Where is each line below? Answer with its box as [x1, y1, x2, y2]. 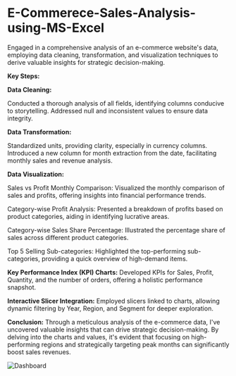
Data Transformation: [7, 127, 72, 136]
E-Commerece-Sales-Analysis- [7, 5, 196, 21]
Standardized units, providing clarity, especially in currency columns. [7, 141, 208, 149]
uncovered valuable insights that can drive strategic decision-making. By [7, 325, 219, 334]
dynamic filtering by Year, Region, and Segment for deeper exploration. [7, 304, 213, 313]
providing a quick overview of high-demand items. [41, 254, 188, 263]
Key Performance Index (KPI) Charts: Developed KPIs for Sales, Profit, [7, 268, 214, 276]
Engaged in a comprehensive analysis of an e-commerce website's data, [7, 43, 218, 51]
